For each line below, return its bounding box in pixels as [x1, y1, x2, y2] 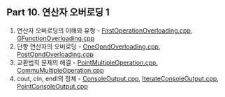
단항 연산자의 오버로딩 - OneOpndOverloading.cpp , [16, 42, 161, 51]
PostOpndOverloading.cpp [16, 50, 94, 58]
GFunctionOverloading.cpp [16, 34, 95, 42]
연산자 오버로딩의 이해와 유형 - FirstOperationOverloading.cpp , [16, 26, 193, 35]
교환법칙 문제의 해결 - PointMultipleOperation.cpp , [16, 58, 159, 67]
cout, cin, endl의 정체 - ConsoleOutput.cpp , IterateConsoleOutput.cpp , [16, 74, 219, 82]
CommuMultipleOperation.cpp [16, 66, 104, 74]
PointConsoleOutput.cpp [16, 82, 88, 90]
